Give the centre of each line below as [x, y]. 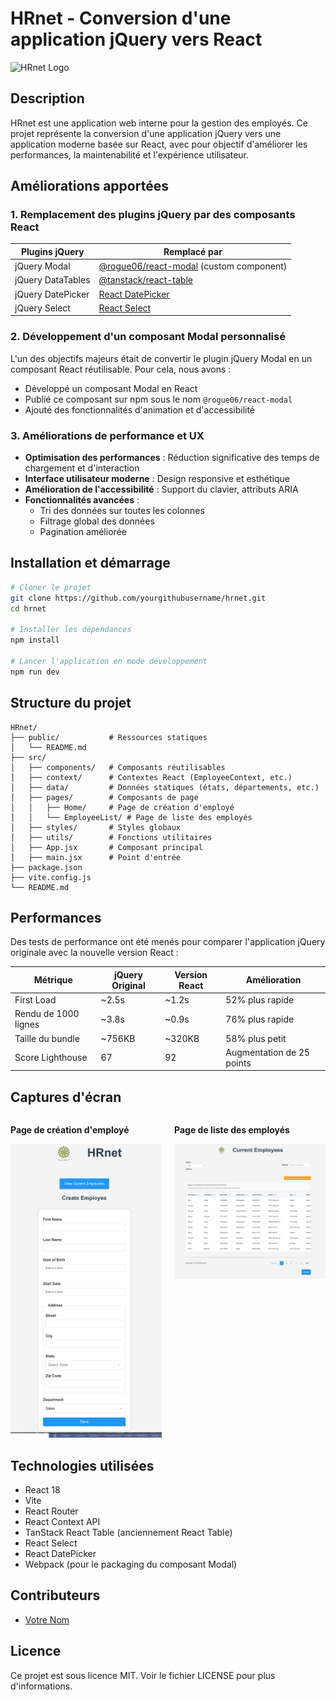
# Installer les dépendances [71, 630]
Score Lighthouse [51, 1058]
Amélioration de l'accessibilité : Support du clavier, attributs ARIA [161, 489]
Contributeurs [55, 1595]
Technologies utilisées [82, 1465]
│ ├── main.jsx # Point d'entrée [96, 857]
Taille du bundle [47, 1038]
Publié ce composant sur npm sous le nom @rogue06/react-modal [158, 399]
